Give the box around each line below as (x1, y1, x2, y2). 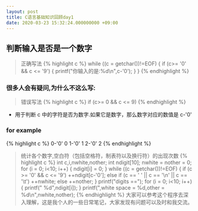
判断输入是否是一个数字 (6, 43, 92, 53)
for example (6, 126, 42, 134)
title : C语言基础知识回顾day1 (6, 14, 74, 20)
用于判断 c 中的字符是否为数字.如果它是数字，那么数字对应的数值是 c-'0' (14, 111, 192, 118)
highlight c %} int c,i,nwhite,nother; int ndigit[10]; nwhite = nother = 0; (20, 159, 192, 166)
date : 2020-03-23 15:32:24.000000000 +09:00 (6, 20, 118, 26)
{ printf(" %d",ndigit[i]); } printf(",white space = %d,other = (20, 184, 165, 191)
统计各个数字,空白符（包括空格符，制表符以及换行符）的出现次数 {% (20, 152, 188, 159)
